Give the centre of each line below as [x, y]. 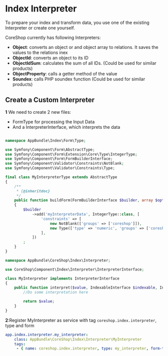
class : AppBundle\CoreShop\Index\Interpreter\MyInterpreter [78, 339]
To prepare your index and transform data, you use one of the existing [77, 22]
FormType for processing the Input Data [53, 122]
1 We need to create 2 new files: [38, 112]
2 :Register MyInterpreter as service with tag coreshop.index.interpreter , [81, 320]
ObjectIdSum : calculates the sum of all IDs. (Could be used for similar [84, 63]
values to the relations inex [40, 52]
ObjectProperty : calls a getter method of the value [65, 73]
